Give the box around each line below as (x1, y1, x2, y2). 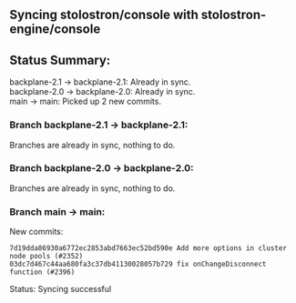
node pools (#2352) (9, 252, 84, 261)
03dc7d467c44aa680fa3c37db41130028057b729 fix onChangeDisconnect (9, 259, 267, 269)
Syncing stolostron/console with (9, 7, 199, 23)
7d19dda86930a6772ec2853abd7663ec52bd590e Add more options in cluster (9, 244, 287, 253)
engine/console (9, 22, 101, 37)
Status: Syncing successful (9, 284, 112, 295)
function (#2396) (9, 268, 76, 277)
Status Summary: (9, 52, 111, 67)
